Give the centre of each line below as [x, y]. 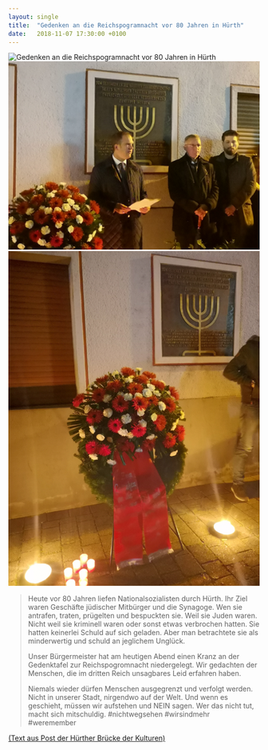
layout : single [33, 17]
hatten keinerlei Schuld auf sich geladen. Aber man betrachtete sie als [143, 633]
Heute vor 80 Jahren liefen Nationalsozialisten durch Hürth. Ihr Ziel [138, 599]
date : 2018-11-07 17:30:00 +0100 [67, 33]
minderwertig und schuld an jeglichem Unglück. [106, 641]
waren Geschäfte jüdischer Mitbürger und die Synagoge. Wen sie [135, 607]
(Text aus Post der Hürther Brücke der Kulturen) [87, 738]
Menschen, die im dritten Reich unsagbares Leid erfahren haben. [134, 673]
